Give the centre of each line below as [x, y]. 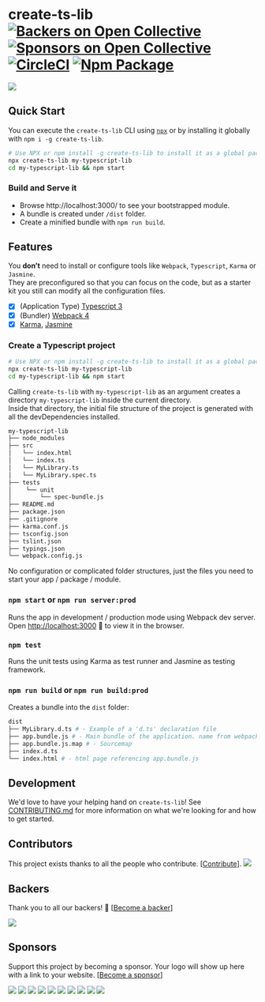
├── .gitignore [33, 519]
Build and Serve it [43, 188]
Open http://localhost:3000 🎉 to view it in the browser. [96, 625]
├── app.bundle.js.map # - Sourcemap [70, 744]
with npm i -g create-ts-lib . [56, 138]
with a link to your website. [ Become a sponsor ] [86, 974]
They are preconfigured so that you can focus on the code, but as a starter [130, 283]
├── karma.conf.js [38, 526]
